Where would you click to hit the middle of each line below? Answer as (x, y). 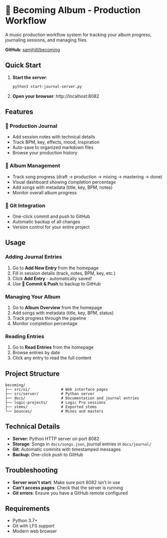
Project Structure (32, 373)
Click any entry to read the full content (52, 358)
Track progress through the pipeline (49, 318)
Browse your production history (45, 153)
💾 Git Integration (25, 205)
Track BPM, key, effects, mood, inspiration (56, 142)
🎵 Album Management (33, 166)
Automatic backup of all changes (46, 221)
